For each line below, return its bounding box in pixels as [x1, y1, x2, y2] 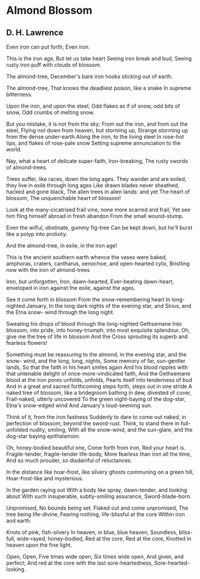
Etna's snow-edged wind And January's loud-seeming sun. [6, 402, 152, 409]
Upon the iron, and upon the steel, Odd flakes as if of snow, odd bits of [6, 102, 180, 110]
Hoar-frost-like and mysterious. [6, 475, 84, 482]
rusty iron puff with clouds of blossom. [6, 61, 101, 68]
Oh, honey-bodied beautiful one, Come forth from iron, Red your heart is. [6, 444, 186, 451]
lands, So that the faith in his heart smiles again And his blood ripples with [6, 363, 188, 371]
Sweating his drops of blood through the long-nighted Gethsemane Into [6, 320, 182, 327]
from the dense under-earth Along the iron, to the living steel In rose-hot [6, 133, 184, 140]
